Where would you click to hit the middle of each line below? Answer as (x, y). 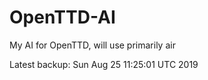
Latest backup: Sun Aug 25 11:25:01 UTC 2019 (104, 64)
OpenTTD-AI (62, 17)
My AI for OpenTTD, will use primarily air (92, 45)
